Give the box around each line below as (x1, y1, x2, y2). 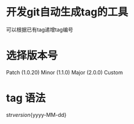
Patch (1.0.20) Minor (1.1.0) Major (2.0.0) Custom (6, 68, 123, 76)
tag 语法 (6, 92, 46, 105)
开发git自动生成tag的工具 (6, 5, 128, 19)
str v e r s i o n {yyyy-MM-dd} (6, 111, 66, 118)
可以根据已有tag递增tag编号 (6, 26, 73, 33)
